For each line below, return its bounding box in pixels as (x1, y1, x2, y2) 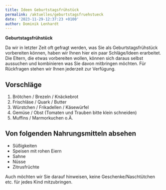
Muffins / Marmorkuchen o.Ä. (12, 115, 73, 121)
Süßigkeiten (12, 142, 37, 148)
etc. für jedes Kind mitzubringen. (5, 178, 73, 185)
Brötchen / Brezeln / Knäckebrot (12, 93, 79, 100)
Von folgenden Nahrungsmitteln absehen (5, 129, 136, 138)
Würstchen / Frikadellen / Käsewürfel (12, 104, 89, 110)
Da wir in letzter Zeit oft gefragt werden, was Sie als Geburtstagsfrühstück (5, 44, 158, 50)
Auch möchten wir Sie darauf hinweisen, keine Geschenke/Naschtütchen (5, 173, 156, 179)
